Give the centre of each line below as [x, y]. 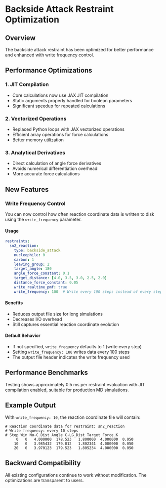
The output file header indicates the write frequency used [71, 357]
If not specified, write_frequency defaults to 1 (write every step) [77, 347]
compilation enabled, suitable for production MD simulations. [67, 390]
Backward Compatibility [43, 463]
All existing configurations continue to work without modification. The [76, 475]
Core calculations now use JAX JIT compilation [60, 95]
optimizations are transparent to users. [44, 480]
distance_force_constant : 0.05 [46, 283]
